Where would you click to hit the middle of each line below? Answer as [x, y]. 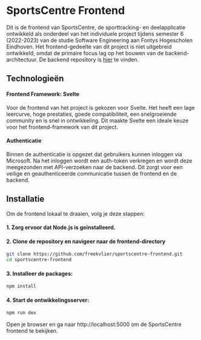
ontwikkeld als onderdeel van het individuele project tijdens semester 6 [95, 33]
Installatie [25, 199]
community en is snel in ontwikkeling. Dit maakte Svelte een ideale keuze [97, 120]
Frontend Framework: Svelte [43, 94]
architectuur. [22, 59]
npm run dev [21, 313]
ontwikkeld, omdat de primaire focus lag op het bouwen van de [85, 53]
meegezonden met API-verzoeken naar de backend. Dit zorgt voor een [94, 167]
